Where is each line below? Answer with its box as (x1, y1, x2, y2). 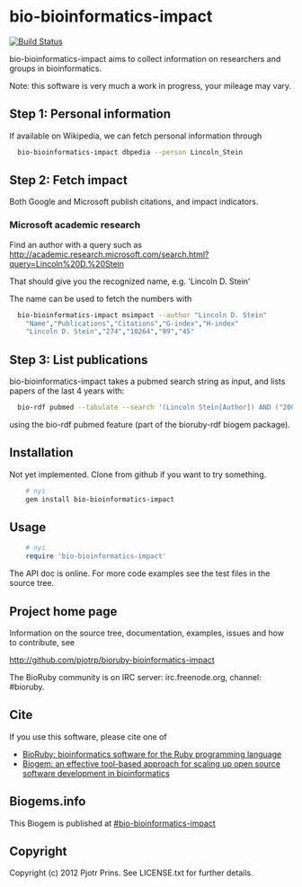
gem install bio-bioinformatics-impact (25, 494, 175, 504)
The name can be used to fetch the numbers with (9, 293, 192, 304)
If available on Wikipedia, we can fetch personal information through (9, 130, 262, 141)
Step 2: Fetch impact (9, 173, 128, 188)
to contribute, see (9, 636, 75, 648)
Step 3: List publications (9, 352, 148, 368)
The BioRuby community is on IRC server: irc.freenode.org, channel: (9, 671, 262, 682)
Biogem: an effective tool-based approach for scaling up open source (22, 758, 281, 769)
